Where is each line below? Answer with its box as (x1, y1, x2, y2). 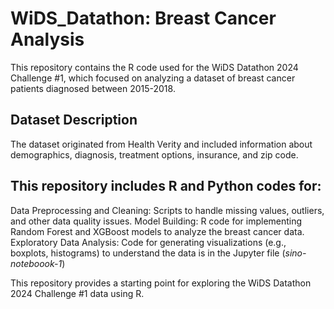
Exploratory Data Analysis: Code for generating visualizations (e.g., (10, 236, 287, 248)
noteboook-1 (10, 257, 63, 269)
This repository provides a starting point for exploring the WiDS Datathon (10, 277, 312, 289)
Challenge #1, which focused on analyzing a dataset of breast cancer (10, 72, 296, 84)
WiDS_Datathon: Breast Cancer (10, 7, 277, 30)
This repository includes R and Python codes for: (10, 178, 322, 195)
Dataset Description (10, 112, 138, 129)
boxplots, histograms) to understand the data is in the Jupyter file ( (10, 247, 286, 259)
